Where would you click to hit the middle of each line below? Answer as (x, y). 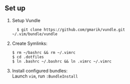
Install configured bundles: (40, 70)
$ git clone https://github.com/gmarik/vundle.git (71, 30)
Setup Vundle (26, 20)
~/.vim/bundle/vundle (35, 34)
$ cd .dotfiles (28, 57)
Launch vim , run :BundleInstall (45, 76)
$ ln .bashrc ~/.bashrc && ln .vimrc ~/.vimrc (62, 61)
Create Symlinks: (30, 43)
